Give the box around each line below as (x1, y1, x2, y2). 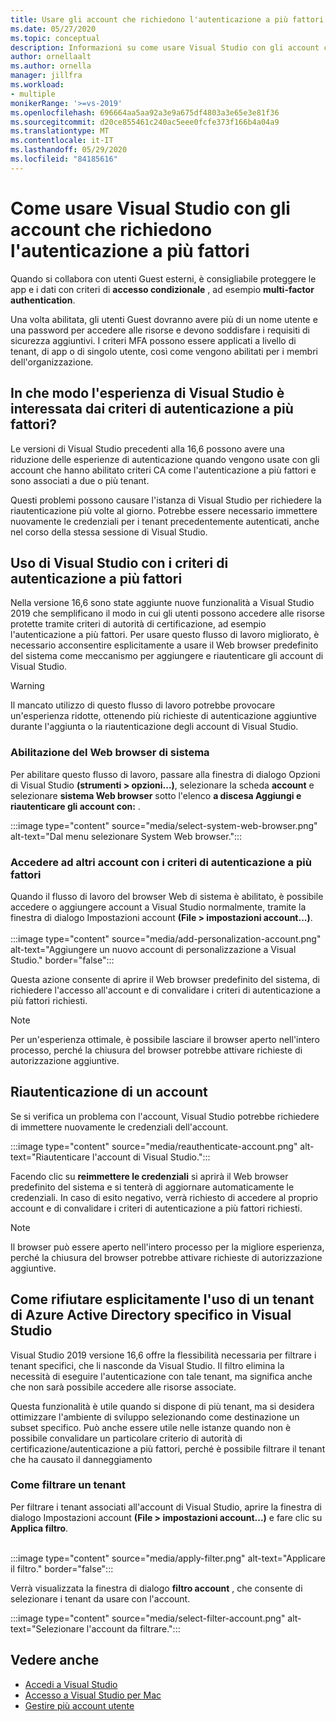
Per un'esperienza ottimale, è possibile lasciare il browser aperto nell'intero (10, 1033, 320, 1045)
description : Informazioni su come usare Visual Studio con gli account (10, 42, 320, 53)
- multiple (10, 89, 56, 99)
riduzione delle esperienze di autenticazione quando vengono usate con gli (10, 453, 320, 465)
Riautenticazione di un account (10, 1084, 208, 1101)
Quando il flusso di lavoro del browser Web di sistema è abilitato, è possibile (10, 890, 324, 902)
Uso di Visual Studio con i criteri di (10, 554, 229, 571)
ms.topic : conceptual (10, 33, 101, 43)
